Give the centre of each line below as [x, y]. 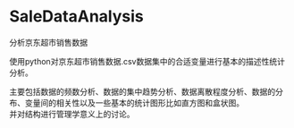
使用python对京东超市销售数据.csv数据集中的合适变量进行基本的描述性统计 [147, 61]
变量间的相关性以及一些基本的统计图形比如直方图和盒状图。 [134, 102]
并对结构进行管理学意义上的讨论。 [72, 114]
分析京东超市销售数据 [48, 42]
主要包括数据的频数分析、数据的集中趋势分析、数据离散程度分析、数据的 [142, 91]
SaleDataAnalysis [77, 17]
